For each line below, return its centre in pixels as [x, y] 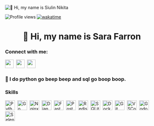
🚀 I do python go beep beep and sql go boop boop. [66, 79]
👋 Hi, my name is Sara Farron [82, 37]
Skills [12, 92]
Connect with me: [27, 52]
